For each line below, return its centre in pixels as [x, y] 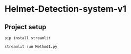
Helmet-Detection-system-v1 [65, 9]
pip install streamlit [28, 38]
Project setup [26, 27]
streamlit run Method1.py [31, 47]
